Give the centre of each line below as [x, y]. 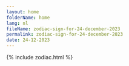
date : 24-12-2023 [28, 40]
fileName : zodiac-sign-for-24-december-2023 [63, 29]
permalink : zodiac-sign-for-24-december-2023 [64, 35]
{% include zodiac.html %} [40, 57]
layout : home [23, 12]
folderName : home [28, 18]
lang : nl [17, 23]
